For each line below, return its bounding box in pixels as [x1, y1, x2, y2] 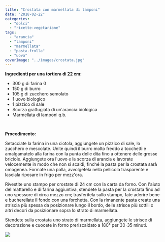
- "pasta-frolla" [9, 48, 45, 53]
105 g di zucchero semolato [12, 91, 69, 97]
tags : [5, 30, 16, 35]
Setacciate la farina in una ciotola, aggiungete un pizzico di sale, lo [5, 141, 140, 147]
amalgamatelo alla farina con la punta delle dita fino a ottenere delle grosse [5, 151, 158, 157]
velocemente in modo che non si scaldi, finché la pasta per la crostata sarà [5, 161, 157, 167]
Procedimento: [5, 131, 36, 137]
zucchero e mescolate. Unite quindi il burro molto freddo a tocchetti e [5, 146, 147, 151]
